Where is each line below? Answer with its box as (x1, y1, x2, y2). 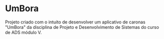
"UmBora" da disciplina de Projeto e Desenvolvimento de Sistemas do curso (5, 24, 160, 30)
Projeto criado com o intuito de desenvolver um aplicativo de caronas (5, 19, 146, 25)
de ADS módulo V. (5, 29, 42, 35)
